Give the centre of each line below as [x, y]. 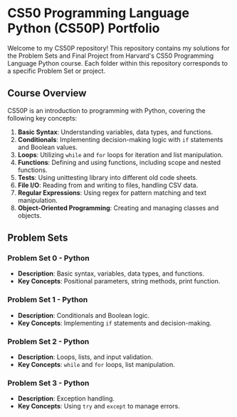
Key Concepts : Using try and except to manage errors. [99, 406]
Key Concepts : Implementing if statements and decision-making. [115, 323]
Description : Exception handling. [66, 398]
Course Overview [47, 93]
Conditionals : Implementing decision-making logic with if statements [120, 139]
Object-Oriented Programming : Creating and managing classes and [118, 208]
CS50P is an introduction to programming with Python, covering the [106, 110]
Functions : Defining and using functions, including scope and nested [119, 162]
